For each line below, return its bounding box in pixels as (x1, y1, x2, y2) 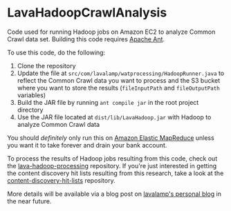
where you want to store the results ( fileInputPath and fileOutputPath (17, 83, 220, 92)
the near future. (7, 197, 52, 205)
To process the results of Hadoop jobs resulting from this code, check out (7, 154, 218, 163)
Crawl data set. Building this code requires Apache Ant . (7, 34, 165, 43)
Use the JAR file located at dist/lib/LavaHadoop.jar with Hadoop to (17, 112, 212, 121)
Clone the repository (17, 61, 76, 70)
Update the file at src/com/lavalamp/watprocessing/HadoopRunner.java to (17, 69, 225, 77)
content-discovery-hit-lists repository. (7, 176, 115, 184)
